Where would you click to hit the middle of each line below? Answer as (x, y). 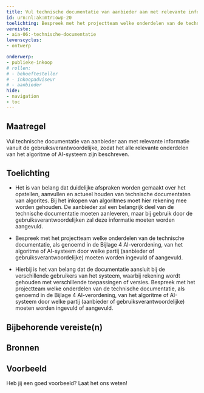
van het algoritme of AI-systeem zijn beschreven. (68, 154)
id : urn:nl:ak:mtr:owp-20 (39, 18)
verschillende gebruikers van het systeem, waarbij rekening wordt (97, 276)
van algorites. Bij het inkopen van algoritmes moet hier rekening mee (101, 200)
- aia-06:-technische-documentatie (51, 35)
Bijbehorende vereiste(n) (55, 327)
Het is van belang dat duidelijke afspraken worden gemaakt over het (100, 188)
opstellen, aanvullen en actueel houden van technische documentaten (103, 194)
